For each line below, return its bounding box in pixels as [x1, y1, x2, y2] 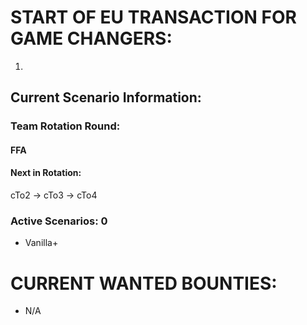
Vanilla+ [24, 237, 59, 249]
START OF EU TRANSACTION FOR [10, 6, 297, 29]
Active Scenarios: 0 [10, 214, 108, 228]
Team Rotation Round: [10, 119, 121, 133]
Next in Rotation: [10, 167, 82, 179]
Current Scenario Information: [10, 89, 202, 106]
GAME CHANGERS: [10, 27, 173, 50]
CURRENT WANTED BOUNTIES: [10, 272, 278, 295]
